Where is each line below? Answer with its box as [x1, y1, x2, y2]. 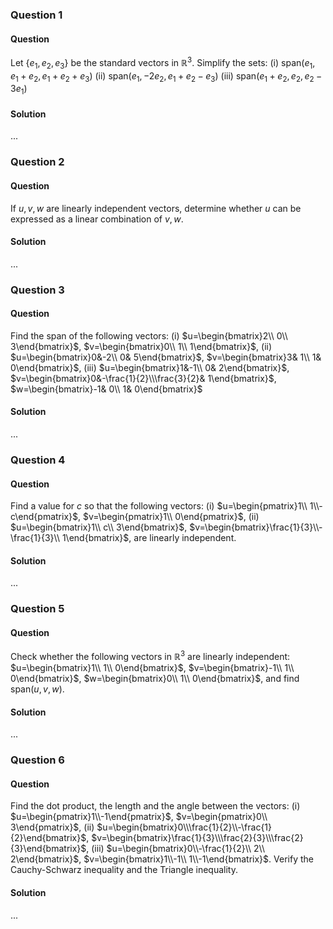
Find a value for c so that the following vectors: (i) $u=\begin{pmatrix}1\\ [10, 500, 308, 512]
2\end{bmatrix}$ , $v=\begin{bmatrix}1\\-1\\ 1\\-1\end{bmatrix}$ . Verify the [10, 853, 314, 865]
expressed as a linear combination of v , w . [10, 213, 184, 225]
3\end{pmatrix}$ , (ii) [10, 821, 95, 833]
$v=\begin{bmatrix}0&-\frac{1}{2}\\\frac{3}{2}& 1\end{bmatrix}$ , [10, 372, 277, 384]
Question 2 [10, 155, 65, 169]
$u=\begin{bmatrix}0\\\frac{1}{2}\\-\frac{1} [96, 821, 273, 833]
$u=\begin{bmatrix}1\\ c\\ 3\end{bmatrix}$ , [10, 521, 188, 533]
